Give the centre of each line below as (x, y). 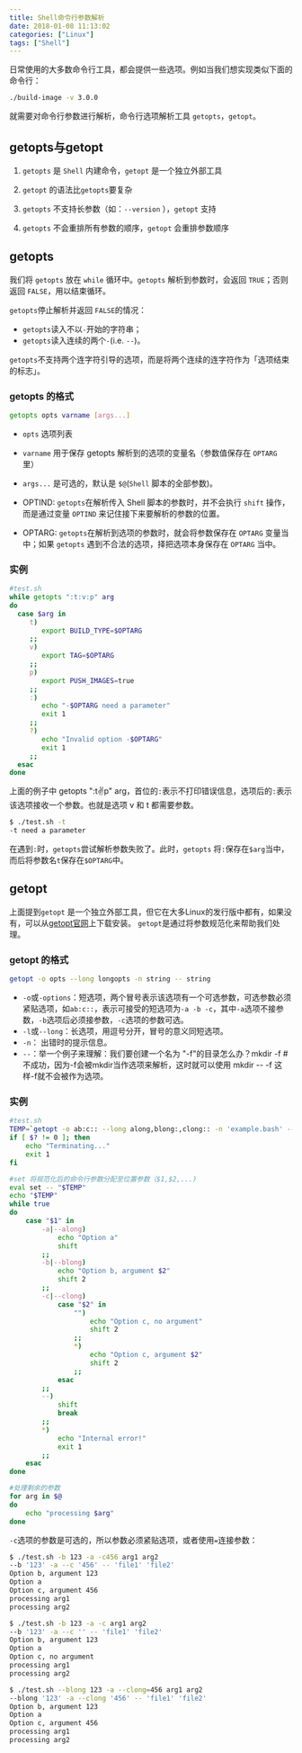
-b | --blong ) (64, 1263)
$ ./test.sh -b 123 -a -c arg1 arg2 (78, 1623)
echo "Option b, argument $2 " (114, 1271)
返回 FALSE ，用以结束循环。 (60, 291)
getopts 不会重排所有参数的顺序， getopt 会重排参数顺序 (125, 228)
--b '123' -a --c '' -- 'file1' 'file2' (86, 1632)
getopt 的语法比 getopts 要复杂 (77, 189)
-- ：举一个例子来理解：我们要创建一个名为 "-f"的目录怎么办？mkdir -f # (155, 1054)
